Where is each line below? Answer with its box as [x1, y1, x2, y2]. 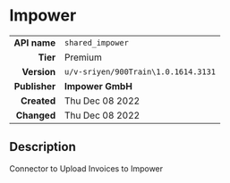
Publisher [13, 79, 56, 92]
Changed [15, 109, 56, 121]
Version [21, 65, 56, 78]
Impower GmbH [64, 79, 132, 92]
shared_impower [64, 37, 130, 47]
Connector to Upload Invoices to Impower [9, 162, 164, 174]
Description [9, 139, 76, 154]
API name [13, 37, 56, 49]
